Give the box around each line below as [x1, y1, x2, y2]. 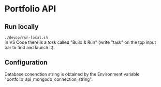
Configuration [4, 59, 48, 67]
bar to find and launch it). [4, 45, 55, 50]
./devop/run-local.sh [4, 35, 48, 40]
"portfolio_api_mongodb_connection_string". [4, 76, 93, 82]
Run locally [4, 23, 39, 31]
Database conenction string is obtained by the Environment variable [4, 71, 140, 77]
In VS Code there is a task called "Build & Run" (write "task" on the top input [4, 39, 156, 45]
